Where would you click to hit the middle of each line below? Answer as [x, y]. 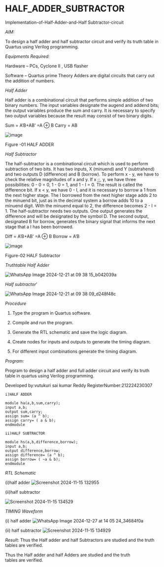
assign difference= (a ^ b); [35, 455]
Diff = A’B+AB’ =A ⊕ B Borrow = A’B [42, 236]
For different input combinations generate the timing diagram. [75, 351]
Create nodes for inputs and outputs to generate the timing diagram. [82, 341]
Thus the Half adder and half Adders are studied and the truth [68, 555]
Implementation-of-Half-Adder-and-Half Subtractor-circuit [65, 22]
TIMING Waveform [24, 511]
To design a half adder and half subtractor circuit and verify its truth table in [82, 41]
